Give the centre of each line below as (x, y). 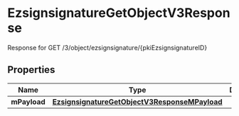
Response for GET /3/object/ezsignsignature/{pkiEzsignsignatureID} (107, 47)
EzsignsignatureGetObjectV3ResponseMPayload (137, 102)
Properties (31, 70)
